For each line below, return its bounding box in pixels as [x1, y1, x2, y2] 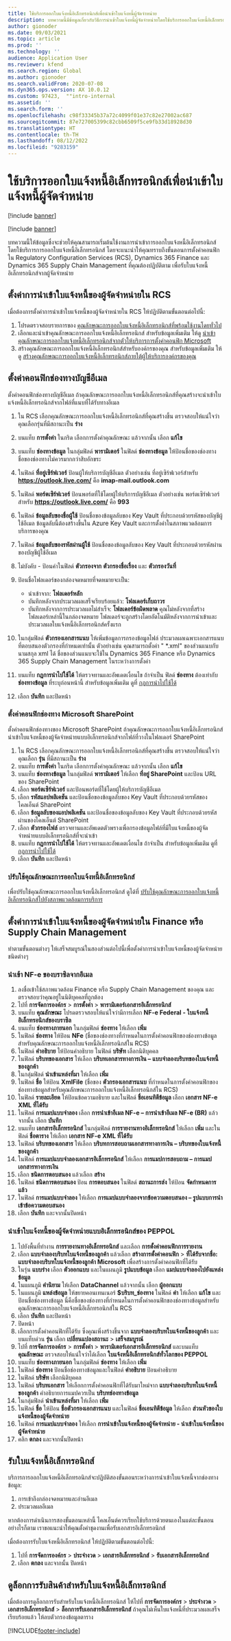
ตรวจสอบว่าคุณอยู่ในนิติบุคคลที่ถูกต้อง [17, 993, 104, 1001]
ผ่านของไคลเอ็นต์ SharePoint [17, 816, 89, 824]
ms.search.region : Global [8, 67, 82, 74]
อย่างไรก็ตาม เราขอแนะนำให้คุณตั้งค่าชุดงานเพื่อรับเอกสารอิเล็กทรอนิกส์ [8, 1524, 166, 1532]
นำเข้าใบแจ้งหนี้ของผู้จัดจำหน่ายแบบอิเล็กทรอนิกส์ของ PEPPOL [8, 1226, 175, 1236]
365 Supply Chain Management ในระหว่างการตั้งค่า [17, 657, 151, 665]
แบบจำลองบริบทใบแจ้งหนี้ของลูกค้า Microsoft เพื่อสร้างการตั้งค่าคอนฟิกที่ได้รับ [17, 1257, 198, 1265]
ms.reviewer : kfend [8, 61, 64, 68]
